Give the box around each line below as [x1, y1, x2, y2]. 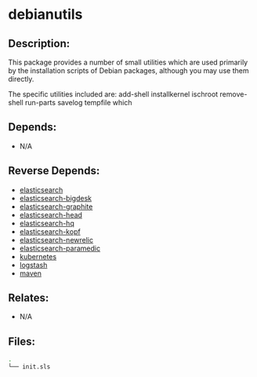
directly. [8, 75, 34, 83]
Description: [8, 37, 71, 50]
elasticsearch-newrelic [19, 235, 94, 244]
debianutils [8, 5, 83, 24]
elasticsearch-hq [19, 218, 74, 228]
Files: [8, 335, 35, 348]
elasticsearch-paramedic [19, 243, 100, 253]
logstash [19, 260, 48, 269]
